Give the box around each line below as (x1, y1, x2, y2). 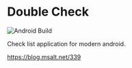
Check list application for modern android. (7, 39, 126, 48)
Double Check (7, 4, 89, 20)
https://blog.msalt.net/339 (7, 52, 81, 61)
